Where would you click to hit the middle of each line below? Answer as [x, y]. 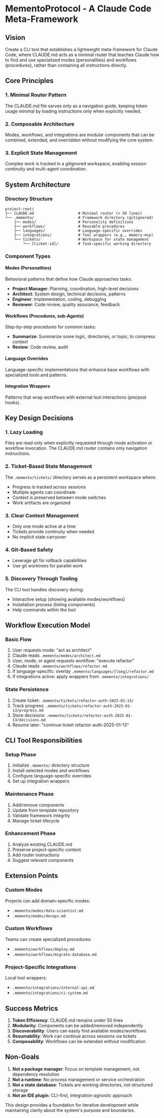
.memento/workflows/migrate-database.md [54, 954]
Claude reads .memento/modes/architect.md [56, 655]
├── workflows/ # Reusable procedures [69, 226]
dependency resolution [36, 1074]
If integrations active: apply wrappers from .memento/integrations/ [81, 677]
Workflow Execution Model [48, 625]
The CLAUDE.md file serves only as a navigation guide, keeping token [76, 106]
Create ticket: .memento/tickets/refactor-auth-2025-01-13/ [73, 700]
